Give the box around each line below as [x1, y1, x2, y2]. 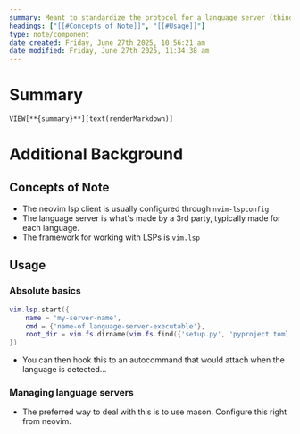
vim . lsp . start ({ [9, 305, 70, 314]
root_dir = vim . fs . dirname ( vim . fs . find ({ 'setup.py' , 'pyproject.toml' [25, 330, 294, 339]
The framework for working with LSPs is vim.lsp [21, 232, 201, 243]
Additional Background [9, 144, 184, 165]
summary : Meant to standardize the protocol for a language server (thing [9, 13, 294, 22]
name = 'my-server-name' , [25, 313, 122, 322]
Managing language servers [9, 387, 134, 399]
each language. [21, 223, 80, 234]
